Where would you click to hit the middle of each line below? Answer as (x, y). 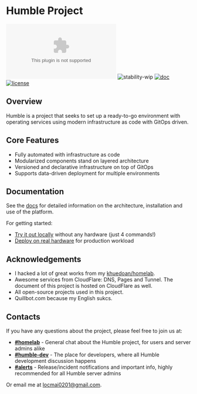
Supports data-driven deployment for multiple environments (87, 173)
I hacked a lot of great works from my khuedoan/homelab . (85, 273)
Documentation (35, 191)
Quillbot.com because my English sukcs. (63, 298)
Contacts (23, 317)
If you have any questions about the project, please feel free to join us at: (94, 331)
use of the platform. (30, 212)
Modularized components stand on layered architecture (82, 161)
